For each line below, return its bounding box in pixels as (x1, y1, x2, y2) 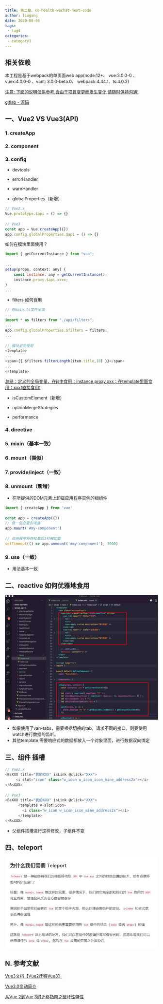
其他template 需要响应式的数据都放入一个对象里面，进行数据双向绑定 (12, 738, 150, 743)
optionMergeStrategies (12, 404, 58, 410)
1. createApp (5, 130, 35, 136)
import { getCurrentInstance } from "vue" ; (5, 251, 95, 257)
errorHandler (12, 176, 38, 182)
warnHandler (12, 186, 38, 192)
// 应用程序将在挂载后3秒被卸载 (5, 536, 61, 541)
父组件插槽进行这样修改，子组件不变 (12, 828, 85, 834)
